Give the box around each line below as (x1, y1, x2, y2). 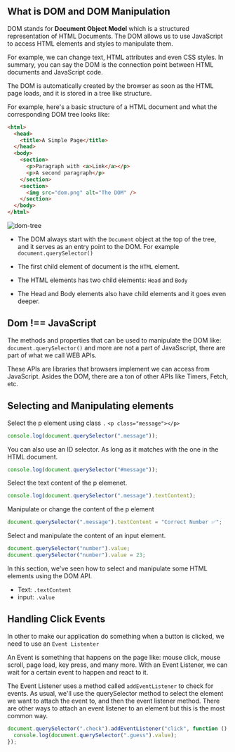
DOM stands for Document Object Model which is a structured (7, 24, 189, 32)
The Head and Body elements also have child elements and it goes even (17, 290, 227, 298)
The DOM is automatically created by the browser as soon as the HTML (7, 81, 214, 90)
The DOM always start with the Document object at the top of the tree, (17, 235, 217, 243)
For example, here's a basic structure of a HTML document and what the (7, 102, 217, 111)
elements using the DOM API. (7, 571, 93, 580)
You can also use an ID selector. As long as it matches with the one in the (7, 445, 219, 453)
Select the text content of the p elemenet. (7, 478, 128, 487)
